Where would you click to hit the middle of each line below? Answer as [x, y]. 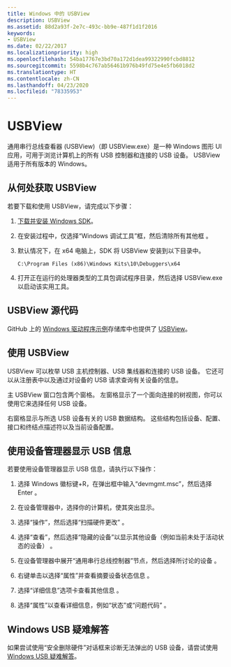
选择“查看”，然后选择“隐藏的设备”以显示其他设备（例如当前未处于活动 [118, 537]
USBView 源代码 [43, 310]
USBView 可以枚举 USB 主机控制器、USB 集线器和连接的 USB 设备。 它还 [113, 371]
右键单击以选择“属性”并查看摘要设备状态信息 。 [85, 576]
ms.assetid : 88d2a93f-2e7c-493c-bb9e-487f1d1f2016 [82, 27]
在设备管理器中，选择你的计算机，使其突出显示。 [88, 508]
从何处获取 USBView [52, 188]
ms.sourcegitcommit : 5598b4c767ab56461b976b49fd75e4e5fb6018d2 [101, 66]
